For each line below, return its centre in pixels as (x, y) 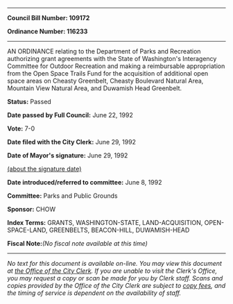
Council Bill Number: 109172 (49, 18)
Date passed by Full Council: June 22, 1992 (70, 115)
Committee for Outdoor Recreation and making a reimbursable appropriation (116, 66)
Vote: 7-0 (21, 128)
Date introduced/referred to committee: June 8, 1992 (85, 182)
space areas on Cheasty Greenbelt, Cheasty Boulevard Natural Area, (105, 81)
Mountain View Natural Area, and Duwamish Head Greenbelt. (95, 88)
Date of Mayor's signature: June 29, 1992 (68, 155)
